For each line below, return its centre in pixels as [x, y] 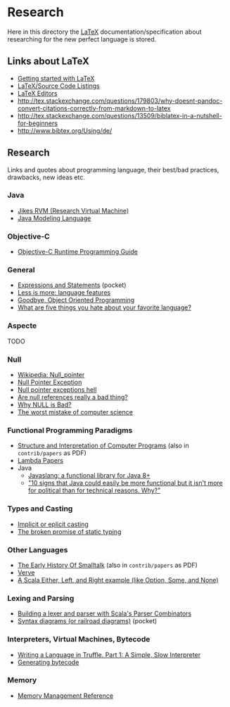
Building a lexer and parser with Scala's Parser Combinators [104, 613]
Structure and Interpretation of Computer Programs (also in [103, 446]
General [21, 270]
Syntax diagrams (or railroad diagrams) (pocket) [87, 621]
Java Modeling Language [54, 218]
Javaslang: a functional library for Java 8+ [89, 476]
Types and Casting [40, 509]
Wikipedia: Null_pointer [51, 375]
